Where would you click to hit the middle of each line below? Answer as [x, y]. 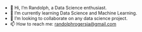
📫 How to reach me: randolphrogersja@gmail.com [63, 24]
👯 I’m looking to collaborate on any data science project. [69, 18]
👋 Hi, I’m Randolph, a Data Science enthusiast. [58, 8]
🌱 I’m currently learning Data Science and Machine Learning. [74, 13]
